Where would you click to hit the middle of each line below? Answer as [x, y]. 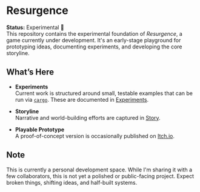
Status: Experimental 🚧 [35, 27]
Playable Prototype [40, 129]
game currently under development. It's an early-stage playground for [94, 40]
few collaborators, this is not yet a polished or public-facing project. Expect [100, 176]
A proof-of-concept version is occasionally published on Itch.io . [95, 136]
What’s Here [30, 72]
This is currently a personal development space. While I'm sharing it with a [99, 170]
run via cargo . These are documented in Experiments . [82, 99]
